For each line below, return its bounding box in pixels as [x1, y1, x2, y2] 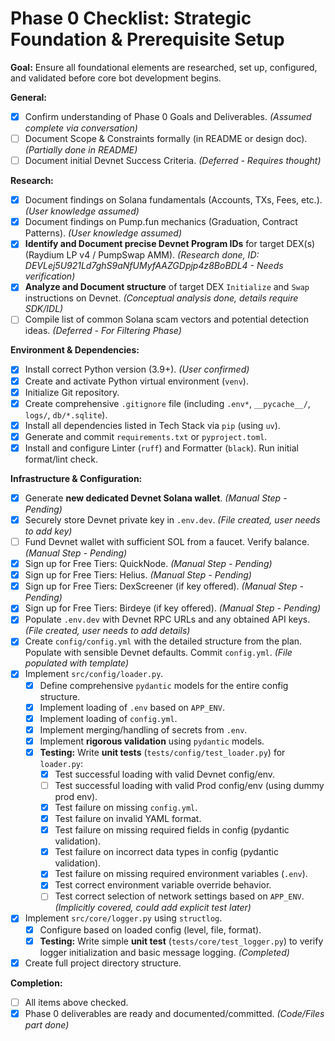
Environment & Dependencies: [10, 344, 140, 356]
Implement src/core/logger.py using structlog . [24, 912, 223, 924]
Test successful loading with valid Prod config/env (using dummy [54, 779, 325, 791]
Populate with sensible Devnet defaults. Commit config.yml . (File [24, 647, 293, 659]
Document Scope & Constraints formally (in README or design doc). [24, 133, 308, 144]
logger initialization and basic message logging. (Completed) [39, 946, 290, 958]
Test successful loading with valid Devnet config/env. [54, 768, 276, 780]
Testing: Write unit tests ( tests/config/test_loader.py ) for [39, 746, 286, 758]
